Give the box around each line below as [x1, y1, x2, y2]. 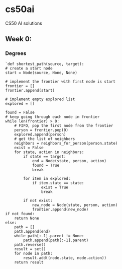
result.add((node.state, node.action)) [23, 255, 107, 260]
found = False [5, 110, 35, 115]
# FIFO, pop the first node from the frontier [14, 123, 113, 128]
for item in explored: [23, 176, 71, 181]
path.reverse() [14, 242, 46, 247]
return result [14, 259, 44, 265]
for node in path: [14, 251, 53, 256]
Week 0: [5, 35, 32, 43]
